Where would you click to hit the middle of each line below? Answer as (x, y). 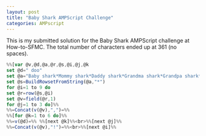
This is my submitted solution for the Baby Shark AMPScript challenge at (98, 41)
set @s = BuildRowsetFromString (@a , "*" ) (56, 82)
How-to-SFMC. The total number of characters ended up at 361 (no (92, 47)
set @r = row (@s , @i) (30, 93)
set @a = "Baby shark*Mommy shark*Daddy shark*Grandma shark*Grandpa (94, 76)
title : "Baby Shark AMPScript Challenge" (60, 18)
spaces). (17, 54)
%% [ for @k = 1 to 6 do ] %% (37, 116)
